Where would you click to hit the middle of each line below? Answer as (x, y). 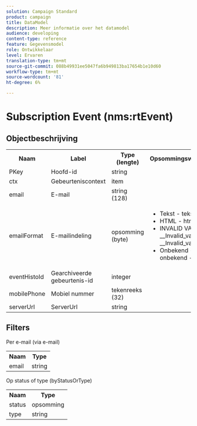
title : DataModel (27, 22)
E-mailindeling (71, 236)
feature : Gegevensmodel (35, 45)
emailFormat (26, 236)
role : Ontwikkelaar (30, 50)
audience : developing (33, 33)
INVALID (171, 228)
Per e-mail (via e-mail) (33, 342)
